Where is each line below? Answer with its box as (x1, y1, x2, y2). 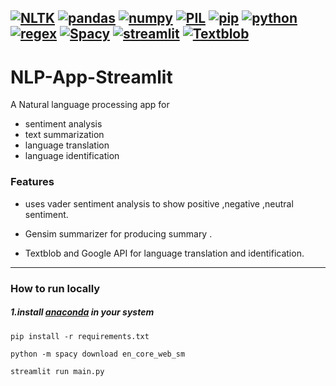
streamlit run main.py (10, 366, 105, 376)
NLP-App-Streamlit (10, 66, 173, 88)
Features (10, 175, 55, 189)
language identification (24, 150, 120, 162)
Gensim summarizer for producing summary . (24, 227, 213, 240)
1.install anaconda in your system (10, 306, 155, 318)
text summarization (24, 129, 105, 141)
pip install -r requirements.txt (10, 331, 150, 341)
